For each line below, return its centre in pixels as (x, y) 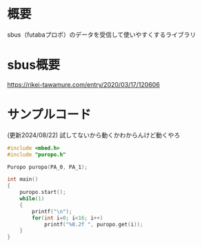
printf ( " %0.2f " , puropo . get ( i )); (93, 224)
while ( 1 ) (32, 199)
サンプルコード (49, 115)
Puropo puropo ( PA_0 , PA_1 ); (48, 167)
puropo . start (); (43, 192)
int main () (23, 179)
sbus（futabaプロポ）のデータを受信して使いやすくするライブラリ (102, 34)
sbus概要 (34, 65)
